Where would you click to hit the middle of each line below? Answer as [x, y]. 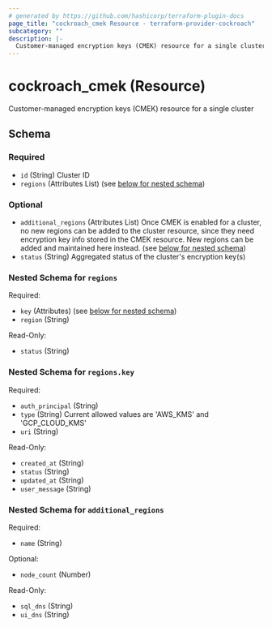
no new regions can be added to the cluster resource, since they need [137, 231]
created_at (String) [52, 462]
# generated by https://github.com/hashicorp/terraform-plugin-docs [126, 16]
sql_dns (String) [47, 606]
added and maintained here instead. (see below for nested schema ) [133, 248]
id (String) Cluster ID [55, 174]
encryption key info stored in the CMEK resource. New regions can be [137, 239]
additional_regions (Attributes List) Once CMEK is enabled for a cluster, [140, 222]
